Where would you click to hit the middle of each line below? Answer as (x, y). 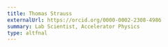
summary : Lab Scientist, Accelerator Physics (73, 26)
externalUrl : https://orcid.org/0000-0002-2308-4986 (84, 20)
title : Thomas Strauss (40, 13)
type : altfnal (28, 33)
